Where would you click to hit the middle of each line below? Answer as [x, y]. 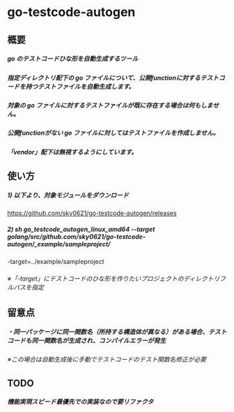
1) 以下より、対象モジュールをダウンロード [68, 195]
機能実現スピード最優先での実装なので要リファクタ [80, 402]
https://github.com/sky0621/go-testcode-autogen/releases [92, 213]
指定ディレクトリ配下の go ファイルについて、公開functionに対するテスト [113, 78]
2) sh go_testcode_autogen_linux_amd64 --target [81, 229]
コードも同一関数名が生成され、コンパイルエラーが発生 [87, 340]
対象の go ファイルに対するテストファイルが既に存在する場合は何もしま [110, 105]
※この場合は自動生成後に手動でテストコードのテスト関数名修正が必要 [107, 360]
